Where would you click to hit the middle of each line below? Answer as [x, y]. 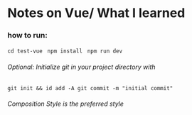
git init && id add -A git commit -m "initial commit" [90, 88]
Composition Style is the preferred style [66, 104]
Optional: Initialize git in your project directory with [81, 67]
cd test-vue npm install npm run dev [65, 51]
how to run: [28, 35]
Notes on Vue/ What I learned [96, 13]
